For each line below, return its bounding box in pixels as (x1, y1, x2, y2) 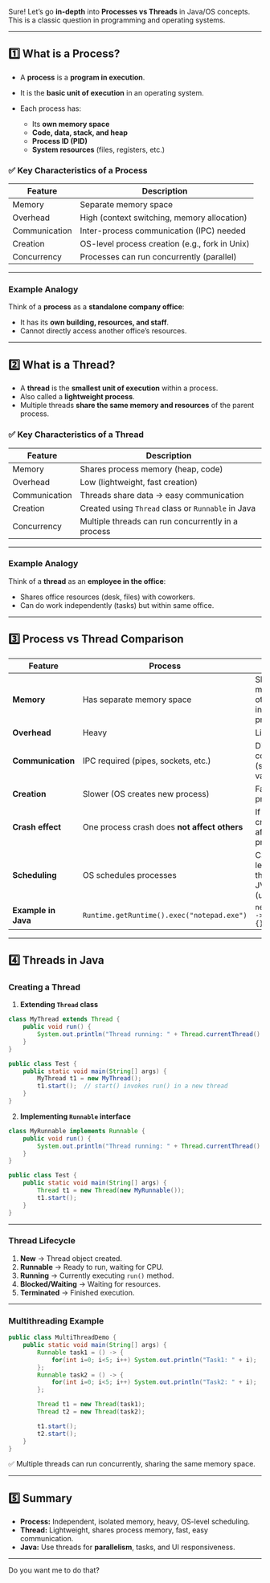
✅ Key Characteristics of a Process (8, 165, 148, 176)
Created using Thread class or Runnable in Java (80, 502, 256, 513)
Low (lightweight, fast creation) (80, 476, 198, 488)
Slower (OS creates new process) (82, 788, 211, 799)
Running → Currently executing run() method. (19, 1271, 174, 1280)
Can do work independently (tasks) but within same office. (19, 600, 215, 610)
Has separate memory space (82, 694, 192, 705)
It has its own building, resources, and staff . (19, 317, 170, 328)
